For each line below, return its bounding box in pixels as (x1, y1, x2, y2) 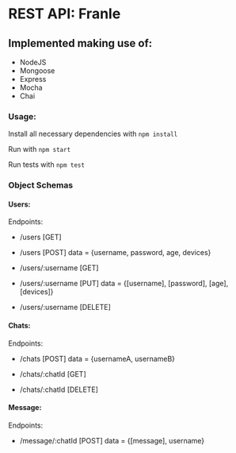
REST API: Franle (8, 5, 121, 23)
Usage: (8, 110, 37, 122)
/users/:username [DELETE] (19, 303, 111, 312)
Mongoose (19, 66, 55, 75)
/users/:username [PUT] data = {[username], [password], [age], (19, 279, 229, 288)
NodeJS (19, 57, 47, 67)
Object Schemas (8, 180, 74, 191)
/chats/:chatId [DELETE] (19, 385, 99, 394)
